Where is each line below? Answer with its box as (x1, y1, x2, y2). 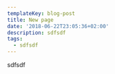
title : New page (7, 16, 54, 23)
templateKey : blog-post (7, 10, 76, 17)
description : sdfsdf (7, 29, 67, 36)
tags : (7, 36, 23, 42)
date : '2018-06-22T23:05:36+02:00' (7, 23, 109, 29)
